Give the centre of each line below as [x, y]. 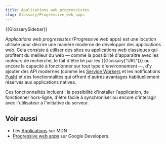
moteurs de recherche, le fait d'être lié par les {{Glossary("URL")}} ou [78, 60]
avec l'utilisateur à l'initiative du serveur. [47, 102]
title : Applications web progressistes [47, 10]
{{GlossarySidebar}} [27, 29]
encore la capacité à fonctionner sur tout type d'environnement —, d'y [79, 66]
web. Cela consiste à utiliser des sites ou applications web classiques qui [81, 50]
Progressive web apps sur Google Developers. [61, 136]
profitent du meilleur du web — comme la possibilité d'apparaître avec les [82, 55]
